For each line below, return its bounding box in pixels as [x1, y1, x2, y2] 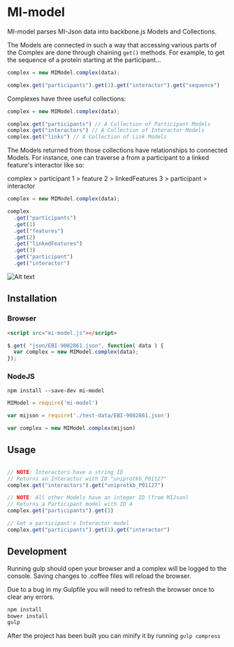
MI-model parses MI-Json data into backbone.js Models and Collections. [7, 27, 217, 36]
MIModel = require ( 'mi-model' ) [7, 399, 98, 407]
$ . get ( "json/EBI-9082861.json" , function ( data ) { [7, 342, 164, 349]
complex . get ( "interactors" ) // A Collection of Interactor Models [7, 127, 205, 134]
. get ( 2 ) [13, 234, 36, 241]
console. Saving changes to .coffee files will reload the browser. [7, 572, 191, 580]
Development [7, 546, 68, 558]
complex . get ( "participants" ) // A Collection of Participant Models [7, 120, 211, 128]
